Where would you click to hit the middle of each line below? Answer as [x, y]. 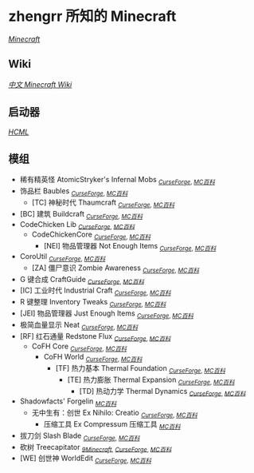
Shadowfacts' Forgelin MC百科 [68, 402]
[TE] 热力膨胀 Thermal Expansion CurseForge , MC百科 [151, 380]
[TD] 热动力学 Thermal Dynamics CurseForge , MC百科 [162, 392]
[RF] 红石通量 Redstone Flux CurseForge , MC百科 [95, 337]
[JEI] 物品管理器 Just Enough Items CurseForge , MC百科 [106, 314]
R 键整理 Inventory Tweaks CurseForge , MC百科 [93, 303]
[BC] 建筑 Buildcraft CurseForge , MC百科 [81, 215]
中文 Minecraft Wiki [40, 84]
